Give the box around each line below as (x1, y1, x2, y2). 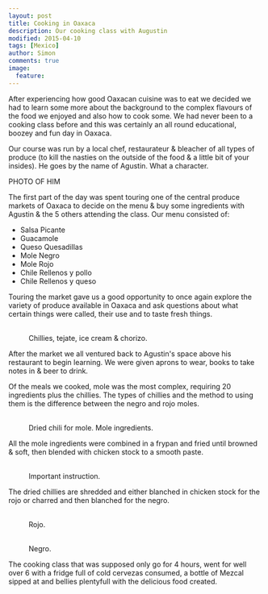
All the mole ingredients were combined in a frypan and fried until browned (8, 438, 258, 448)
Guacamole (19, 233, 59, 243)
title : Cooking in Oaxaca (8, 19, 95, 27)
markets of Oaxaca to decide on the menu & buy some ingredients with (8, 201, 245, 210)
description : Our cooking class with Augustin (8, 27, 168, 35)
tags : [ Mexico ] (8, 42, 60, 50)
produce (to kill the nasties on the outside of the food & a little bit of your (8, 152, 249, 162)
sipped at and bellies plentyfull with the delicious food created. (8, 576, 218, 586)
